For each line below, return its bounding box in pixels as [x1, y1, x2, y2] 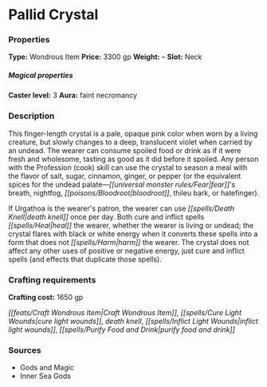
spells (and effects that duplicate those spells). [8, 254, 162, 264]
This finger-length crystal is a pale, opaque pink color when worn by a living [8, 128, 258, 138]
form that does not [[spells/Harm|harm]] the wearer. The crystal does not [8, 237, 249, 247]
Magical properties [8, 70, 73, 81]
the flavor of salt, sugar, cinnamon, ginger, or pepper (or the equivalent [8, 171, 241, 180]
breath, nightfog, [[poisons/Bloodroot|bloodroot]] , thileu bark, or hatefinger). [8, 188, 260, 197]
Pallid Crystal [8, 6, 99, 24]
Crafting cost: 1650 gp [8, 293, 84, 302]
